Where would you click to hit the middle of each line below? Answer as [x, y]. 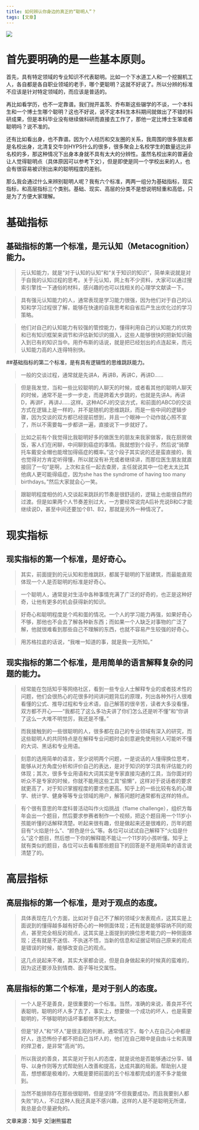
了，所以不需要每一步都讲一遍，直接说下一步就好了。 [86, 425]
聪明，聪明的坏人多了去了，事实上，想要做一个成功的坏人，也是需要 [109, 1011]
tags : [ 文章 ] [21, 17]
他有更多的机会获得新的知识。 [73, 602]
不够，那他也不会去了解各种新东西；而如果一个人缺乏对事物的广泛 [101, 622]
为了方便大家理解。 [34, 196]
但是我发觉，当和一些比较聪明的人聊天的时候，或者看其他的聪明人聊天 [106, 388]
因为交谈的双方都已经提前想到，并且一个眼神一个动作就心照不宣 [109, 417]
